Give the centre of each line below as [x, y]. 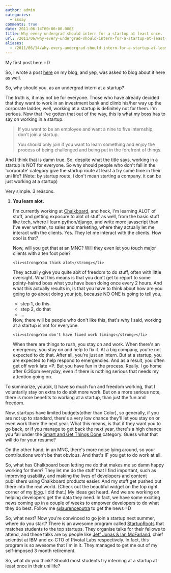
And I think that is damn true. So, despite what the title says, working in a [82, 160]
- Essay [18, 19]
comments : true [21, 24]
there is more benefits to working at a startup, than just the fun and [76, 397]
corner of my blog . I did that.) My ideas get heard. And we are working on [82, 492]
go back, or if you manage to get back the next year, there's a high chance [83, 429]
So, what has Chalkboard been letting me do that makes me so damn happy [85, 465]
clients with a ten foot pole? [41, 253]
